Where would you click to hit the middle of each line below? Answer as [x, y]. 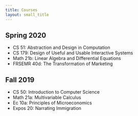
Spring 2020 [26, 35]
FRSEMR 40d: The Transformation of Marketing [63, 64]
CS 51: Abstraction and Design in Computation [61, 48]
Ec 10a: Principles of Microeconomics [52, 103]
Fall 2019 [20, 80]
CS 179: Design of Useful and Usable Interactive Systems [73, 53]
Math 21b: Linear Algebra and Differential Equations [67, 59]
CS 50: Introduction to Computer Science [56, 92]
